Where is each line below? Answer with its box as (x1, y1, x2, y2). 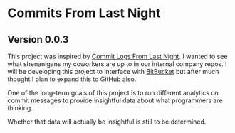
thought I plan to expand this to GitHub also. (7, 75, 137, 83)
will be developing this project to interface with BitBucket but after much (7, 68, 219, 75)
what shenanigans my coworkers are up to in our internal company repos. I (7, 60, 227, 68)
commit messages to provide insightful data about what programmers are (7, 96, 223, 105)
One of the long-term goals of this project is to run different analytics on (7, 89, 219, 97)
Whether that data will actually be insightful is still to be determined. (7, 117, 207, 126)
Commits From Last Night (7, 5, 161, 21)
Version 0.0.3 (7, 33, 69, 46)
